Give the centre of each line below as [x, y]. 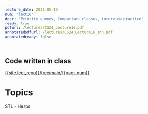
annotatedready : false [28, 37]
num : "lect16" [20, 14]
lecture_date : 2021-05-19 [31, 10]
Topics [19, 92]
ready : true [17, 23]
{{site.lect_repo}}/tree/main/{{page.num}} [47, 73]
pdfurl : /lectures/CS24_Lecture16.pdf [45, 28]
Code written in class [38, 61]
